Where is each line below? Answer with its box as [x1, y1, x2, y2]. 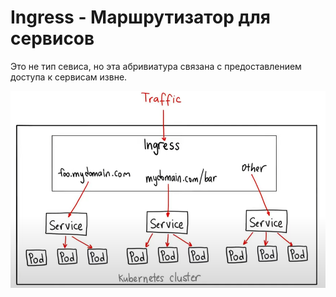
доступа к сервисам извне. [10, 71, 128, 83]
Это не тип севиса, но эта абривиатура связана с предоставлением [10, 60, 302, 72]
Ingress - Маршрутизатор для [10, 6, 272, 29]
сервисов [10, 27, 95, 50]
